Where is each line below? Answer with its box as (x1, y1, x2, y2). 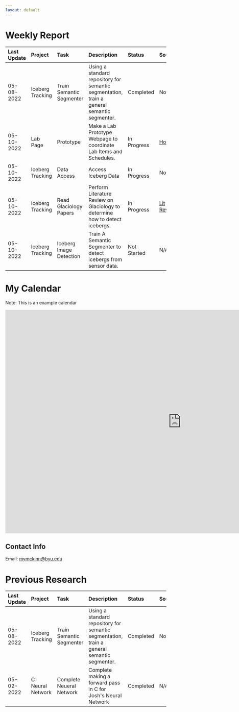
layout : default (5, 7, 40, 13)
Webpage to (88, 135, 118, 142)
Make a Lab (88, 122, 116, 129)
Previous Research (5, 574, 87, 585)
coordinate (88, 141, 115, 149)
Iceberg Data (88, 172, 120, 179)
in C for (88, 685, 106, 693)
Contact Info (5, 542, 46, 551)
